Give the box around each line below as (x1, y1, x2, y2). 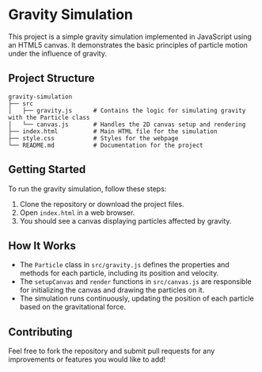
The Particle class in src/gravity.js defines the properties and (19, 260, 230, 270)
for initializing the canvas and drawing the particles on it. (19, 286, 205, 295)
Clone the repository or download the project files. (19, 199, 184, 209)
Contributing (8, 325, 73, 339)
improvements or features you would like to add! (8, 355, 166, 364)
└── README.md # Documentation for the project (8, 141, 203, 149)
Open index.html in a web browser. (19, 208, 135, 217)
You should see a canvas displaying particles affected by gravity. (19, 216, 232, 225)
